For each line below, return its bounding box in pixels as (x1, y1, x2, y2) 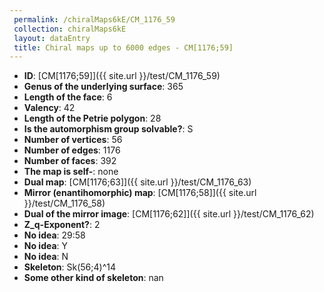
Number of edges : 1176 (23, 144, 121, 156)
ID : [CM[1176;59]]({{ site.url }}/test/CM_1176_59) (23, 70, 221, 82)
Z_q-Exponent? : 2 (23, 219, 101, 231)
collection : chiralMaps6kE (13, 24, 127, 34)
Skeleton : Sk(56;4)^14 (23, 261, 116, 273)
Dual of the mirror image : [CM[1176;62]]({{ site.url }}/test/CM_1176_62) (23, 208, 315, 220)
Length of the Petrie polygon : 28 (23, 112, 162, 125)
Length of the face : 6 (23, 91, 113, 103)
